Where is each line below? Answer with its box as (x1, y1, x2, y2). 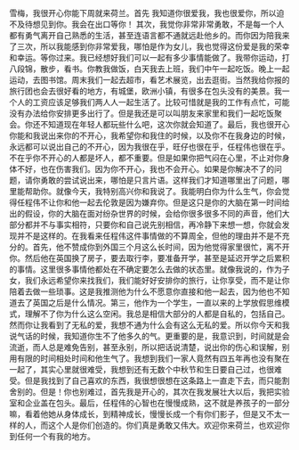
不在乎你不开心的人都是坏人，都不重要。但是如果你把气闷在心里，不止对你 (9, 152, 282, 163)
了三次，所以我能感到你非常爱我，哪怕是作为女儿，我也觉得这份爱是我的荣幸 (9, 41, 290, 52)
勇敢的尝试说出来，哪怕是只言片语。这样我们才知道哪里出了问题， (39, 175, 282, 185)
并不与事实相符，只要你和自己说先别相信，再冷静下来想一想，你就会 (32, 219, 282, 230)
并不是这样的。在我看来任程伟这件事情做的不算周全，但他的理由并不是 (16, 231, 274, 241)
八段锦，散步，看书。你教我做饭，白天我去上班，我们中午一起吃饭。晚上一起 (9, 63, 290, 74)
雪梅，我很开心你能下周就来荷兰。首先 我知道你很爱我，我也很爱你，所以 (9, 8, 277, 18)
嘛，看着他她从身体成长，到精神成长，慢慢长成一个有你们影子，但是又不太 (9, 409, 282, 419)
